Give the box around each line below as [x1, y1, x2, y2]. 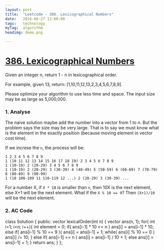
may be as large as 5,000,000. [5, 96, 67, 102]
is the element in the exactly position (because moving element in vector [5, 130, 153, 136]
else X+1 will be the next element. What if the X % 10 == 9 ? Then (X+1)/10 [5, 190, 155, 196]
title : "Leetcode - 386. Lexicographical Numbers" [5, 12, 114, 17]
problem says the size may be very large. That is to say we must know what [5, 125, 159, 131]
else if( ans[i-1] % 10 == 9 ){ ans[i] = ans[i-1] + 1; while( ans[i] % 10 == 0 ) [5, 229, 155, 235]
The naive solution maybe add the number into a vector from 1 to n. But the [5, 120, 158, 125]
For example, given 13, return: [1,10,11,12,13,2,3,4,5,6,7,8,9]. [5, 81, 123, 87]
